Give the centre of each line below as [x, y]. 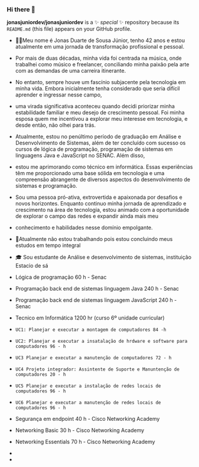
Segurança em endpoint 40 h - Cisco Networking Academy [87, 419]
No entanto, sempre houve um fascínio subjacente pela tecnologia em [100, 82]
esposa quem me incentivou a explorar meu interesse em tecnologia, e [101, 119]
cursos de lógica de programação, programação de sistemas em [94, 149]
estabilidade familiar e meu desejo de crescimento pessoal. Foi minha [100, 112]
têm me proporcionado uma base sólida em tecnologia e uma [90, 173]
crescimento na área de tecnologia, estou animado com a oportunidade [102, 210]
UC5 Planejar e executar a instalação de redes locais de [88, 386]
